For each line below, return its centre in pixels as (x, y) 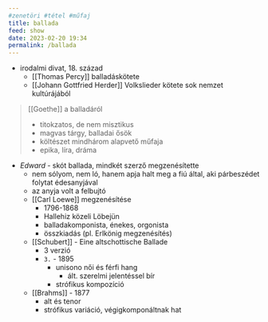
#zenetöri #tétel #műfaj (49, 16)
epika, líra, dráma (68, 150)
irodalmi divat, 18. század (61, 68)
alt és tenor (62, 301)
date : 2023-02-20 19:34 (48, 38)
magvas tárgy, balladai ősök (86, 133)
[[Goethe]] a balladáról (65, 109)
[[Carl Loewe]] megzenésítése (81, 200)
